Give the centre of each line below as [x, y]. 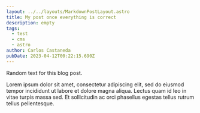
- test [20, 34]
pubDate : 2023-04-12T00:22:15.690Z [51, 56]
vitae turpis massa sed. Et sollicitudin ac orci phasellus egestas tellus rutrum [100, 97]
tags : [13, 28]
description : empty [31, 23]
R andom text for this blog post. [44, 73]
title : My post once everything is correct [61, 17]
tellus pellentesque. [30, 103]
